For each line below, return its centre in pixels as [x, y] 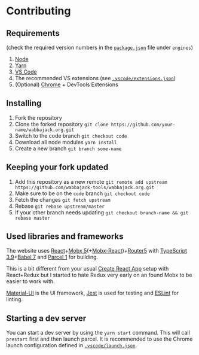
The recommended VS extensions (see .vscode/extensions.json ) [95, 78]
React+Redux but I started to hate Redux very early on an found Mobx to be [99, 275]
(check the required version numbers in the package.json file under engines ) [99, 47]
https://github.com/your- [143, 125]
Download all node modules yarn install [66, 142]
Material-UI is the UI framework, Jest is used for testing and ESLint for [93, 293]
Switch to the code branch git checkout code [71, 135]
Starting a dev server [46, 318]
